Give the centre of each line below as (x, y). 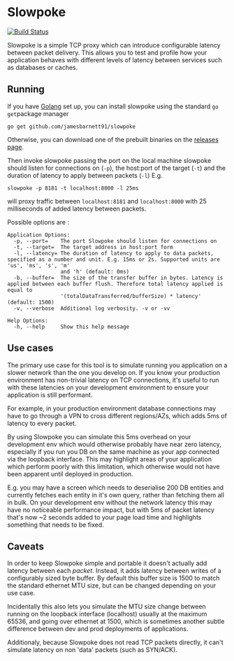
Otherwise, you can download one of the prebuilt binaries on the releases (113, 139)
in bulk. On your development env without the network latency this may (110, 502)
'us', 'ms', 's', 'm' (39, 265)
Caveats (25, 546)
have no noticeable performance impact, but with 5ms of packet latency (111, 510)
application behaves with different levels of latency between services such (115, 59)
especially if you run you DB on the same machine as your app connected (114, 451)
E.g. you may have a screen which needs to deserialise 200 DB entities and (116, 488)
